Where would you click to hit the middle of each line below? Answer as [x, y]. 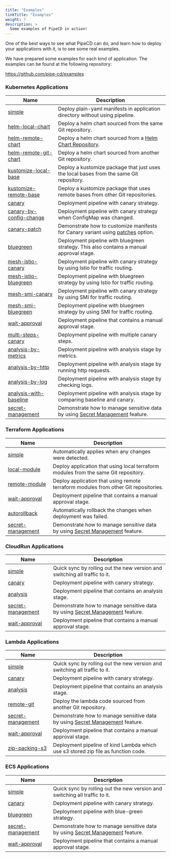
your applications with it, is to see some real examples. [63, 49]
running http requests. [84, 371]
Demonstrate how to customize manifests [107, 226]
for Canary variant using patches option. [106, 232]
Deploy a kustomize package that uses [104, 188]
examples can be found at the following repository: [59, 64]
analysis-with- [26, 394]
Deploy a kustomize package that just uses [109, 168]
